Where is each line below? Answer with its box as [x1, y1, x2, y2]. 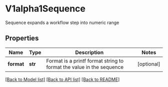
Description [74, 48, 104, 55]
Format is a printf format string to [46, 57, 124, 64]
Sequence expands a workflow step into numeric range [5, 19, 119, 25]
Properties [5, 34, 39, 42]
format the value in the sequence [46, 63, 124, 70]
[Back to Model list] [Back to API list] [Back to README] [5, 76, 120, 82]
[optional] [137, 60, 160, 67]
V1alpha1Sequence [5, 3, 86, 14]
